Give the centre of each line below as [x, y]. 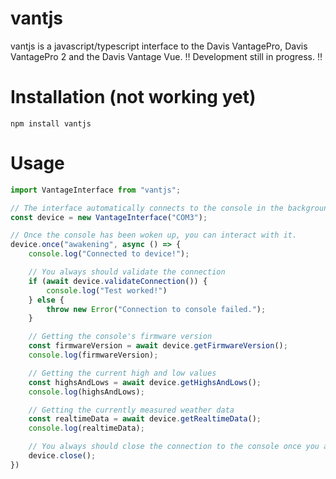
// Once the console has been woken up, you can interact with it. [154, 235]
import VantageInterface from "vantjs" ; [96, 190]
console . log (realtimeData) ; [86, 428]
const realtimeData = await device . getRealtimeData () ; [145, 419]
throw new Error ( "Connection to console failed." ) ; [156, 309]
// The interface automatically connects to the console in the [147, 208]
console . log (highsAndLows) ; [86, 392]
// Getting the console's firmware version [120, 337]
